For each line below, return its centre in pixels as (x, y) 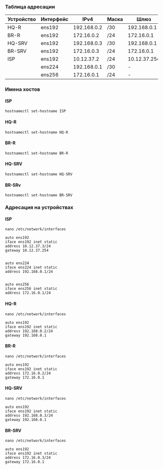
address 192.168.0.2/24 (29, 331)
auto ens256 (17, 285)
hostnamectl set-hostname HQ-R (37, 132)
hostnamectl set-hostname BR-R (37, 153)
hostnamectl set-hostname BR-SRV (39, 195)
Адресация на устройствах (39, 207)
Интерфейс (55, 19)
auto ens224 (17, 263)
